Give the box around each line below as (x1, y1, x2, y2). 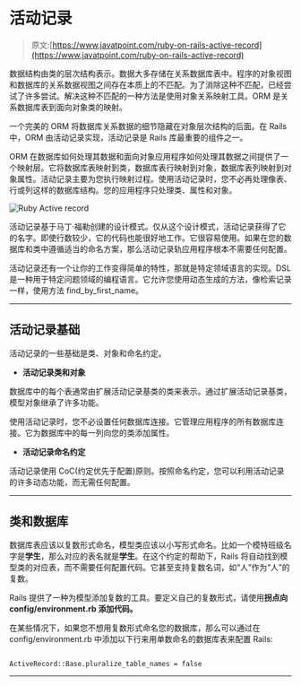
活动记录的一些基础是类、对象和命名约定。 (9, 347, 167, 359)
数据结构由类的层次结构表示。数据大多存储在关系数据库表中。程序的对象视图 (9, 68, 292, 79)
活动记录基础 (9, 322, 81, 337)
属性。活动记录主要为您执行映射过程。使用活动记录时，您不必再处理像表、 (16, 173, 292, 184)
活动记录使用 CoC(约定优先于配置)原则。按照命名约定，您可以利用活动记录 (9, 465, 285, 476)
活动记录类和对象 (21, 367, 86, 378)
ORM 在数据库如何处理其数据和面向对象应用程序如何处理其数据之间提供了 (9, 151, 281, 161)
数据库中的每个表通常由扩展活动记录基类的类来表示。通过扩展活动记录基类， (9, 386, 292, 396)
